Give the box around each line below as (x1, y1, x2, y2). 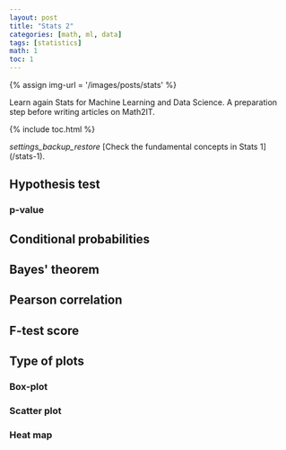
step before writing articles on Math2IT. (9, 107, 155, 117)
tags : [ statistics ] (9, 38, 82, 48)
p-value (9, 204, 45, 216)
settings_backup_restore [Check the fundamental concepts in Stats (9, 141, 258, 152)
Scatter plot (9, 405, 62, 418)
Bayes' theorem (9, 262, 100, 278)
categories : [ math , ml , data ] (9, 30, 123, 39)
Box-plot (9, 381, 48, 393)
